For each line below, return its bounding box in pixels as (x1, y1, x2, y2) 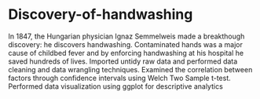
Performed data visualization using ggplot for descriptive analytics (8, 81, 224, 91)
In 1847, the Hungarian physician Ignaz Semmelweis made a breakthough (8, 31, 245, 41)
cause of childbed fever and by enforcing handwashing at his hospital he (8, 48, 244, 57)
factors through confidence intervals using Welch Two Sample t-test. (8, 73, 232, 82)
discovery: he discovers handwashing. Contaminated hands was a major (8, 39, 244, 49)
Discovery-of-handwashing (8, 5, 193, 24)
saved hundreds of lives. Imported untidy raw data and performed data (8, 57, 238, 66)
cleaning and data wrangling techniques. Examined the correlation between (8, 64, 253, 74)
